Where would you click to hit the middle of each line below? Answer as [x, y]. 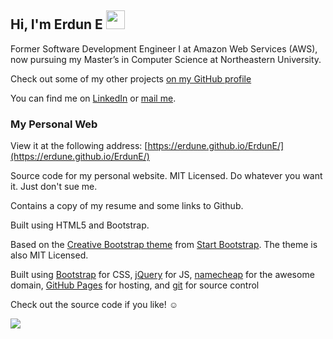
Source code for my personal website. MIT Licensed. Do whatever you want [166, 176]
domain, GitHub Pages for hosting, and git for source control [135, 285]
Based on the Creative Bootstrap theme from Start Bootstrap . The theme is [164, 245]
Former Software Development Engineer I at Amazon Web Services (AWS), [164, 48]
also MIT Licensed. [49, 255]
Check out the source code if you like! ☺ [94, 305]
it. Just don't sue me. [54, 187]
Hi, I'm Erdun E [56, 24]
